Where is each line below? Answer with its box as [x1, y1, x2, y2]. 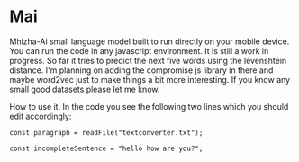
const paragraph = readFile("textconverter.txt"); [9, 128, 204, 137]
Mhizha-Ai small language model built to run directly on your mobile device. [9, 36, 290, 47]
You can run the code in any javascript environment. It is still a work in [9, 45, 269, 56]
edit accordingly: [9, 111, 72, 121]
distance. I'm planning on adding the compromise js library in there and [9, 65, 274, 76]
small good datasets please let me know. [9, 84, 160, 94]
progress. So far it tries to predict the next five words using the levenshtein [9, 55, 287, 66]
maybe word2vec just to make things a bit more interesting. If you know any [9, 74, 291, 85]
